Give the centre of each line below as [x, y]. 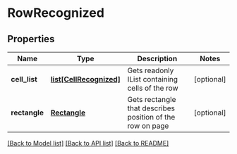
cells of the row [153, 88]
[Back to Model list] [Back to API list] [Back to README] [88, 143]
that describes [151, 108]
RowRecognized [56, 13]
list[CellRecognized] [86, 79]
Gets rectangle [152, 100]
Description [157, 59]
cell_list [24, 79]
